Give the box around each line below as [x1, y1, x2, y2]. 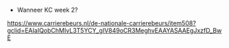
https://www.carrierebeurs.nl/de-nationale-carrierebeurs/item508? [7, 19, 197, 27]
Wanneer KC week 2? [16, 6, 78, 14]
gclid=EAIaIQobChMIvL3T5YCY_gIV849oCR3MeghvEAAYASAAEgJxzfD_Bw [7, 27, 222, 34]
